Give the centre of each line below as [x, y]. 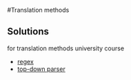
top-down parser [41, 69]
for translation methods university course [66, 48]
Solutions [28, 31]
